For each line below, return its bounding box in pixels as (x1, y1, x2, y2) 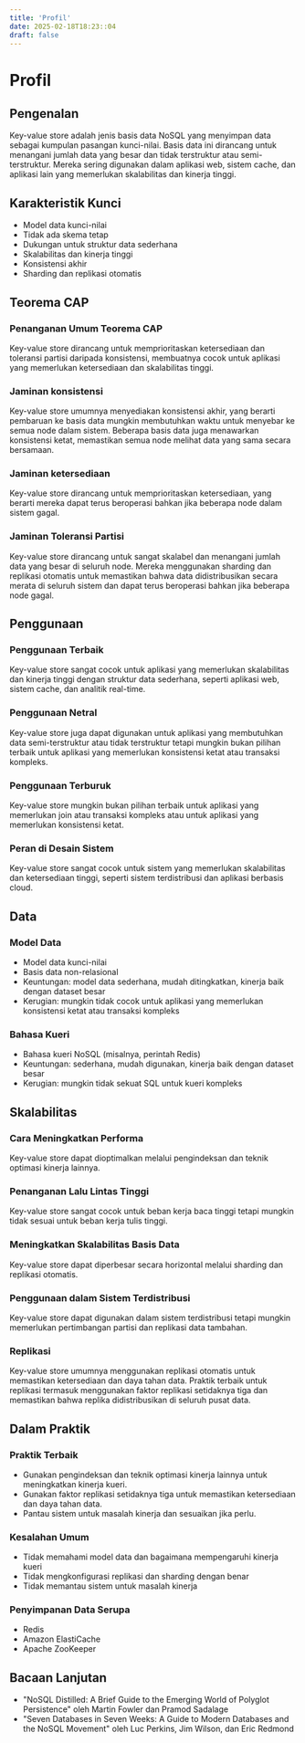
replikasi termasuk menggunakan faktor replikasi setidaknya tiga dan (9, 1385, 268, 1396)
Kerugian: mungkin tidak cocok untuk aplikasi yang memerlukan (22, 996, 264, 1007)
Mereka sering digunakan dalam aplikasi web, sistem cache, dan (53, 159, 297, 170)
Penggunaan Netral (9, 707, 98, 719)
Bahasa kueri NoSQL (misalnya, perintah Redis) (22, 1049, 201, 1060)
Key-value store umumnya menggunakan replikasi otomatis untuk (9, 1366, 256, 1377)
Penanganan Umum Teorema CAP (9, 321, 163, 334)
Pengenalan (9, 106, 79, 121)
